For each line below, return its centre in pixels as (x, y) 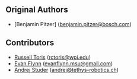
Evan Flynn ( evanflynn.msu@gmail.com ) (63, 63)
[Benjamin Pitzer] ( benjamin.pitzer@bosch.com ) (73, 24)
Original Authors (37, 10)
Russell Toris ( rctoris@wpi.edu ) (52, 57)
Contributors (30, 43)
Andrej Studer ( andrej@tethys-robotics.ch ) (66, 69)
